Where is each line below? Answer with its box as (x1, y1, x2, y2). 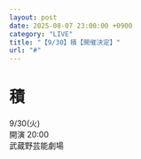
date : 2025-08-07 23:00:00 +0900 (9, 21, 133, 30)
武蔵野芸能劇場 (9, 140, 64, 151)
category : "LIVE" (9, 29, 74, 38)
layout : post (9, 12, 58, 22)
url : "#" (9, 46, 42, 55)
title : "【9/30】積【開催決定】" (9, 37, 121, 47)
